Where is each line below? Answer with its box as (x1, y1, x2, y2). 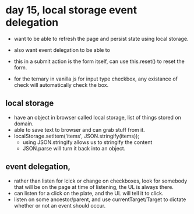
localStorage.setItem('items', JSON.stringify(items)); (13, 132, 140, 139)
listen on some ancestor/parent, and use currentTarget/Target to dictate (13, 196, 186, 203)
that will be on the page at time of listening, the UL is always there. (13, 183, 174, 190)
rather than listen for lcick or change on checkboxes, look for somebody (13, 177, 188, 184)
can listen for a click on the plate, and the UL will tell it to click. (13, 190, 164, 197)
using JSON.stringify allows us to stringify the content (22, 138, 153, 146)
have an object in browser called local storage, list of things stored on (13, 114, 181, 121)
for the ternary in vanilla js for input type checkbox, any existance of (13, 75, 178, 82)
